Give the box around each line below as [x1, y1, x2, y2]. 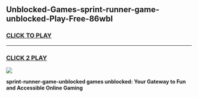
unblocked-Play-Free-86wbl [6, 14, 113, 24]
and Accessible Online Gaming [6, 84, 83, 91]
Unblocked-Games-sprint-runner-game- [6, 5, 160, 15]
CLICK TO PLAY [6, 32, 52, 40]
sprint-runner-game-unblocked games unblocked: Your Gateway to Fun [6, 78, 186, 85]
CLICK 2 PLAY [6, 53, 47, 62]
